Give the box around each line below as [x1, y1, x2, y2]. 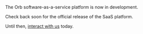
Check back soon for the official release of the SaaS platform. [5, 14, 133, 19]
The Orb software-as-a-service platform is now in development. [5, 4, 138, 10]
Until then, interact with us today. [5, 23, 74, 29]
